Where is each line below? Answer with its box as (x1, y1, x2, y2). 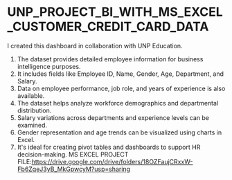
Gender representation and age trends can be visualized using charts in (17, 128, 222, 137)
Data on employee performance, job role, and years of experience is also (17, 84, 226, 92)
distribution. (17, 106, 52, 114)
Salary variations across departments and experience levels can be (17, 113, 210, 121)
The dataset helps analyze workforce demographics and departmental (17, 99, 219, 107)
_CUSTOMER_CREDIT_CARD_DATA (7, 19, 209, 34)
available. (17, 91, 45, 100)
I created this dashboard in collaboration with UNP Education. (7, 41, 183, 50)
